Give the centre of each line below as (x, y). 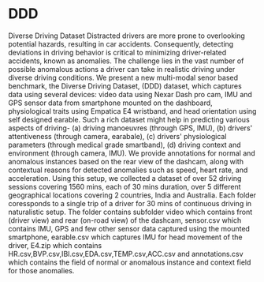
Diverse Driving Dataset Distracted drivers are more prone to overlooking (127, 36)
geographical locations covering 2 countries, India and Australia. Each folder (132, 195)
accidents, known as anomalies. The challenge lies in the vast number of (126, 61)
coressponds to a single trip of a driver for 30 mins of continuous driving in (130, 203)
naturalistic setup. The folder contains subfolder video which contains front (130, 212)
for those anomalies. (41, 270)
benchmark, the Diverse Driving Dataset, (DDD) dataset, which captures (125, 86)
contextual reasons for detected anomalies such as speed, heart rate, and (128, 170)
